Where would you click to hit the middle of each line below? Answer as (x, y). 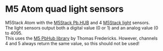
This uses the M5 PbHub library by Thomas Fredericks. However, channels (81, 38)
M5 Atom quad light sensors (64, 9)
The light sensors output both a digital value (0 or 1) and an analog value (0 (82, 27)
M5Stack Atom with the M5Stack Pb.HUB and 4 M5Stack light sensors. (78, 23)
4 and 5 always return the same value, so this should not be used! (72, 43)
